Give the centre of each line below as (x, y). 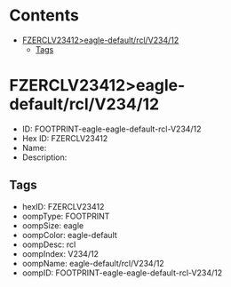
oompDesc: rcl (49, 244)
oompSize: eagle (53, 225)
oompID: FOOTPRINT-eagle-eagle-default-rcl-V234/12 (122, 273)
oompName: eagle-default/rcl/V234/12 (93, 263)
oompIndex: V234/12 (60, 253)
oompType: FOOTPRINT (66, 216)
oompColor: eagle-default (69, 235)
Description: (44, 157)
